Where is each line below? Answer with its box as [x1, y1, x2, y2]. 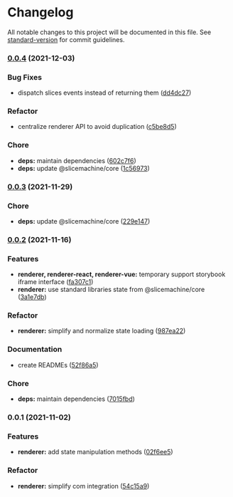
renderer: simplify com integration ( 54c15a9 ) [17, 481, 150, 490]
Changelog [7, 4, 74, 21]
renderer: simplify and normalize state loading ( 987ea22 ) [17, 327, 186, 335]
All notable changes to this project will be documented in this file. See [7, 28, 212, 36]
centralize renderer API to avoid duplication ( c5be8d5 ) [17, 122, 177, 131]
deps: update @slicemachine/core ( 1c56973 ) [17, 164, 151, 172]
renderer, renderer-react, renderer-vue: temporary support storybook [17, 270, 226, 278]
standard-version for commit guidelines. [7, 35, 125, 43]
